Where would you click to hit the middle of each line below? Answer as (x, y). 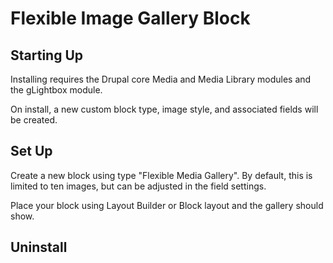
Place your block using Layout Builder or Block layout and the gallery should (167, 205)
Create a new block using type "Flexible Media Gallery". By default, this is (161, 175)
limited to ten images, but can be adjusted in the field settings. (138, 186)
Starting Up (47, 55)
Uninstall (39, 247)
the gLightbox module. (56, 90)
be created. (34, 120)
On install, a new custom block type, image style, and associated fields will (164, 109)
